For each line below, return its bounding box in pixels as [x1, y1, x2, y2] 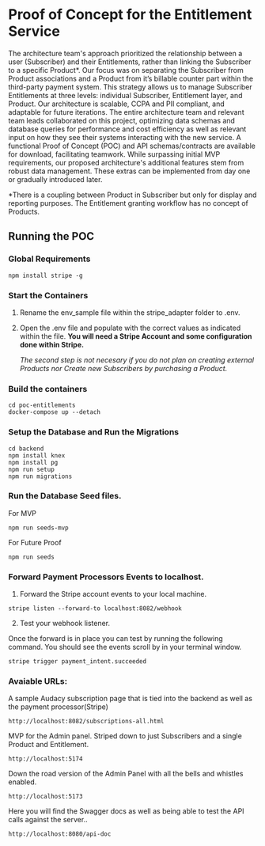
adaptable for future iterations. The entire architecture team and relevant [8, 107, 244, 116]
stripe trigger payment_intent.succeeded [8, 658, 147, 666]
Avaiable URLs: [8, 676, 68, 687]
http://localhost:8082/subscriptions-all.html [8, 718, 165, 726]
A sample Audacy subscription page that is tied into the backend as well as [8, 694, 253, 704]
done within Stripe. [19, 340, 85, 349]
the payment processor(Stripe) [8, 702, 109, 711]
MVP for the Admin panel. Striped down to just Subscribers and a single [8, 731, 243, 741]
